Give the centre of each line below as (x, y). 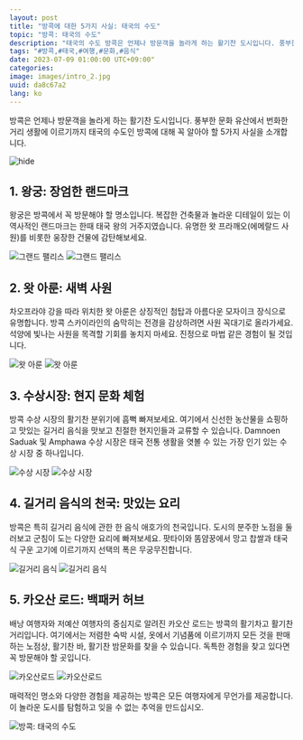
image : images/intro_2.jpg (60, 77)
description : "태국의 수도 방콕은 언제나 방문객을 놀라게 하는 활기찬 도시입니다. (142, 43)
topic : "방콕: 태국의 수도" (55, 34)
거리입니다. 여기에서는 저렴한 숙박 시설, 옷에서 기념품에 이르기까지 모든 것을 (142, 634)
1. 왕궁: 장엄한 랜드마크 (69, 191)
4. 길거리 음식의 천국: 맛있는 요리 (95, 504)
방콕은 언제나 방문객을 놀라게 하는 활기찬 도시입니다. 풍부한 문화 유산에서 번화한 (149, 120)
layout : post (34, 18)
